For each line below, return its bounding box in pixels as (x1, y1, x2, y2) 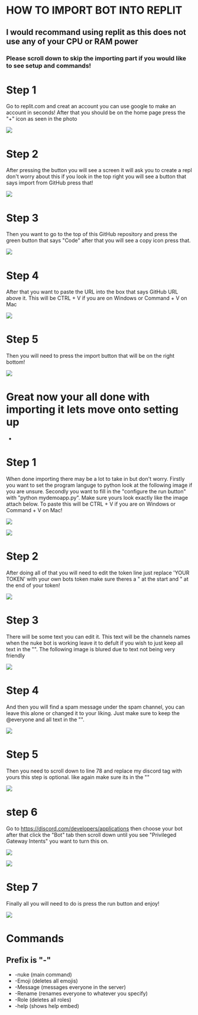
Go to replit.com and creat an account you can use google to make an (6, 103, 176, 110)
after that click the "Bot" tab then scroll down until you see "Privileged (6, 831, 177, 838)
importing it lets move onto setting (6, 403, 179, 416)
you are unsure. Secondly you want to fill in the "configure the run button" (6, 488, 186, 495)
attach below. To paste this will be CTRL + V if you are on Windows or (6, 500, 176, 508)
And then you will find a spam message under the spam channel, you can (6, 703, 185, 710)
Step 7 (6, 880, 38, 894)
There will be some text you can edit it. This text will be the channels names (6, 633, 191, 640)
